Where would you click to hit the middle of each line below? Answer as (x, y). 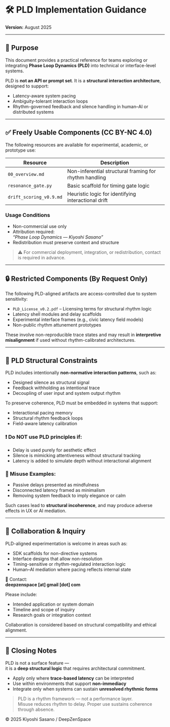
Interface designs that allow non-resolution (57, 559)
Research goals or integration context (52, 615)
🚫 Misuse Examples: (31, 474)
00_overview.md (26, 174)
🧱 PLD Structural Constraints (51, 361)
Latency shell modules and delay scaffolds (57, 314)
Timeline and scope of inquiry (44, 609)
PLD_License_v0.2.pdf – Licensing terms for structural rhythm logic (82, 308)
